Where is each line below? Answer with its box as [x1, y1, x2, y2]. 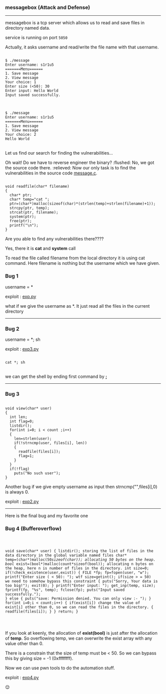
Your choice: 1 [5, 80, 37, 85]
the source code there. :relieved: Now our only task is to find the [5, 165, 136, 171]
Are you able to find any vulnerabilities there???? [5, 236, 104, 242]
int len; [9, 414, 28, 420]
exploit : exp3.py [5, 346, 39, 352]
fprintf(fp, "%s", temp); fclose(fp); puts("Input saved [5, 587, 125, 593]
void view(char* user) [5, 406, 52, 411]
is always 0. [5, 489, 29, 495]
